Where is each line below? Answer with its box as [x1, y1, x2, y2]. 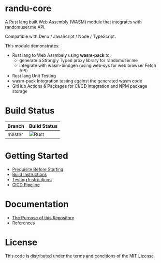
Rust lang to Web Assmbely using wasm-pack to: [12, 52, 111, 58]
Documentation [5, 199, 69, 210]
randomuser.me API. [5, 24, 46, 30]
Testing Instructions [12, 176, 52, 182]
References [12, 220, 35, 226]
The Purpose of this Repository [12, 215, 74, 220]
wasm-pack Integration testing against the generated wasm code [12, 78, 143, 84]
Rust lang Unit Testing [12, 73, 56, 78]
